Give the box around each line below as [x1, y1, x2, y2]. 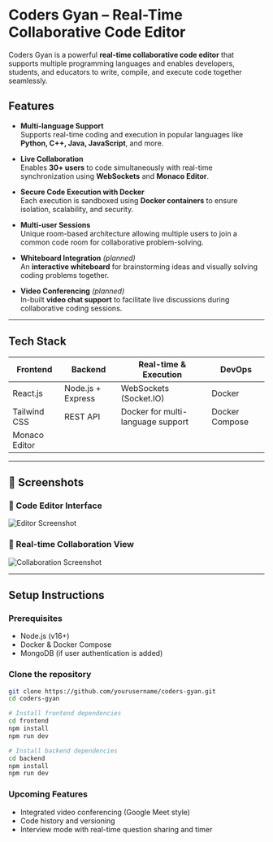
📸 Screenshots [8, 475, 84, 489]
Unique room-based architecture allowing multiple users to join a [19, 228, 238, 238]
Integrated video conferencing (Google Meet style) [19, 807, 191, 817]
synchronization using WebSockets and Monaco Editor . [19, 171, 210, 180]
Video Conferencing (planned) [19, 286, 125, 296]
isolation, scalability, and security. [19, 204, 134, 214]
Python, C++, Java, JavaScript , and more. [19, 138, 164, 148]
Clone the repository [8, 669, 92, 680]
